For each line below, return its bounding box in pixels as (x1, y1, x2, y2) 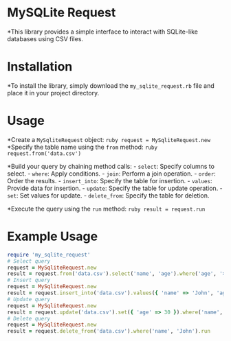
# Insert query (7, 277, 51, 284)
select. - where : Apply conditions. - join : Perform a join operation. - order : (7, 169, 217, 178)
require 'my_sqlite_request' (7, 251, 91, 258)
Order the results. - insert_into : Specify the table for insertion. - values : (7, 176, 212, 185)
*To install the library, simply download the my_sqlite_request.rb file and (7, 81, 214, 90)
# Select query (7, 257, 51, 265)
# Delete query (7, 315, 51, 322)
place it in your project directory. (7, 89, 100, 97)
